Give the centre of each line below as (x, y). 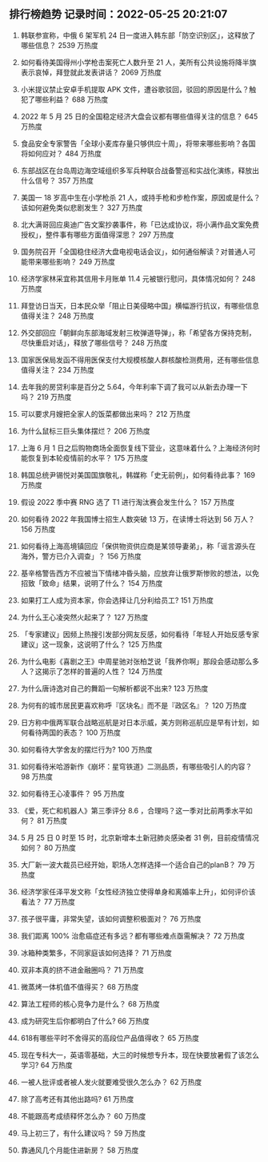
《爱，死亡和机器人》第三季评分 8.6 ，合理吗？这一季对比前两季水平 (133, 810)
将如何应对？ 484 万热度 (61, 153)
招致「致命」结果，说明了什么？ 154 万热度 (92, 583)
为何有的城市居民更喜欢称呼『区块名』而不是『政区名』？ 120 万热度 (134, 705)
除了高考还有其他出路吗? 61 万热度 (77, 1099)
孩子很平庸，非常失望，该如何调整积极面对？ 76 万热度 (111, 918)
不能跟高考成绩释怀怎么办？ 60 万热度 (83, 1116)
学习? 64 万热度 (46, 1065)
